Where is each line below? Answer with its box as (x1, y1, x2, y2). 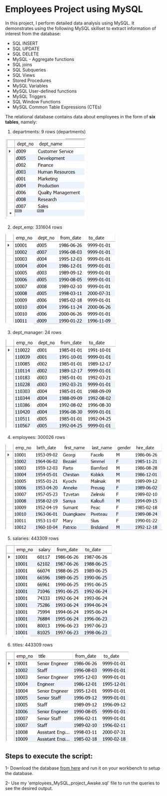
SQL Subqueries (12, 66, 46, 73)
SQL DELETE (12, 51, 39, 57)
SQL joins (12, 61, 32, 67)
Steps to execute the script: (5, 752, 93, 760)
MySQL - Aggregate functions (12, 56, 75, 62)
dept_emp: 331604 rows (12, 224, 62, 230)
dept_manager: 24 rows (12, 329, 62, 335)
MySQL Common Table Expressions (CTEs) (12, 104, 102, 110)
